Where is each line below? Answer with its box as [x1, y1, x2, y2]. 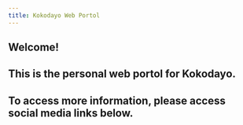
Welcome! [8, 41, 59, 54]
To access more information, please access [8, 94, 226, 107]
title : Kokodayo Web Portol [8, 11, 101, 20]
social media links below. [8, 106, 134, 119]
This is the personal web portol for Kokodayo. [8, 68, 236, 81]
